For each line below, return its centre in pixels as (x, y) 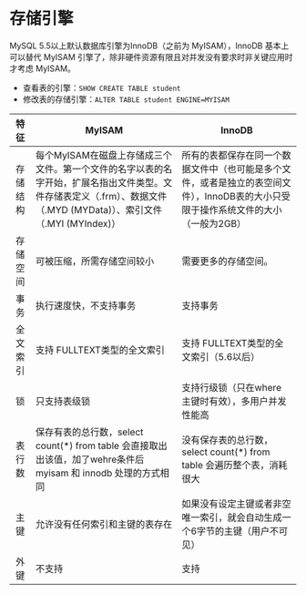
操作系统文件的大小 (241, 210)
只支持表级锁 (63, 401)
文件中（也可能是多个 (236, 169)
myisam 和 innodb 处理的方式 (98, 473)
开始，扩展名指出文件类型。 (104, 182)
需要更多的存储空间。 (227, 261)
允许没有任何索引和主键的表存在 (104, 524)
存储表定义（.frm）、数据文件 (106, 196)
